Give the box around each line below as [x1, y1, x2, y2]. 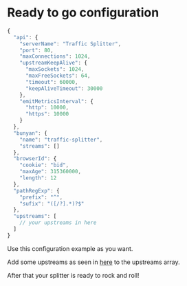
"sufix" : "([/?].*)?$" [19, 200, 85, 207]
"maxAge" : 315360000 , [19, 168, 81, 175]
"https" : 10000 [25, 111, 69, 118]
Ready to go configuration [7, 5, 159, 21]
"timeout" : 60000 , [25, 78, 78, 85]
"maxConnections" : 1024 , [19, 53, 91, 60]
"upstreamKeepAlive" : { [19, 60, 88, 67]
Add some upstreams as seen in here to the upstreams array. [7, 258, 180, 266]
